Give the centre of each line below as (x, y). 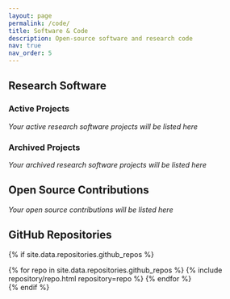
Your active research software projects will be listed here (103, 127)
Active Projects (39, 109)
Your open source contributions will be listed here (91, 210)
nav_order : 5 (30, 53)
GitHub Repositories (60, 235)
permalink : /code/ (39, 23)
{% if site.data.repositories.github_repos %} (82, 254)
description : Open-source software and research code (101, 38)
